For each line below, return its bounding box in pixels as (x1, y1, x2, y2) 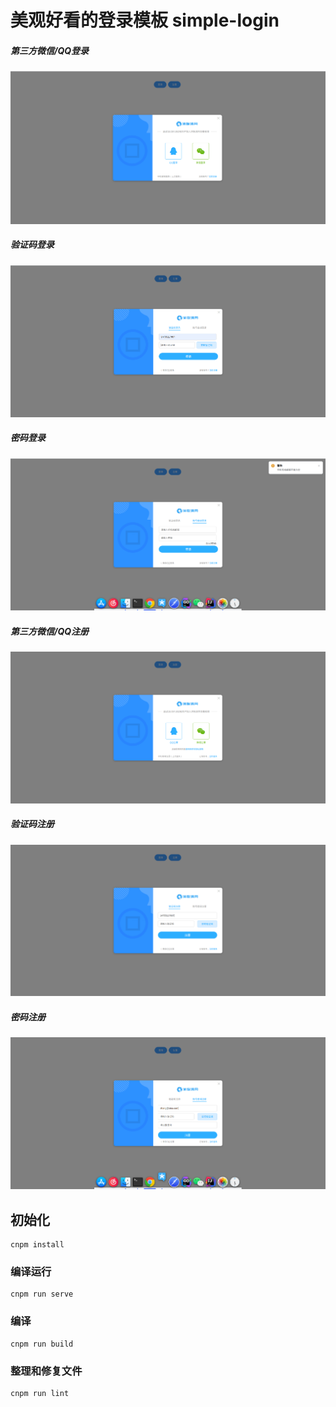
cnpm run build (10, 1339, 74, 1349)
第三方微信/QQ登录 (10, 44, 90, 56)
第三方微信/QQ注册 (10, 625, 90, 637)
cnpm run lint (10, 1388, 70, 1398)
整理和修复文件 (10, 1364, 83, 1378)
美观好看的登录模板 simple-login (10, 9, 280, 32)
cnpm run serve (10, 1289, 74, 1300)
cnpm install (10, 1240, 65, 1250)
